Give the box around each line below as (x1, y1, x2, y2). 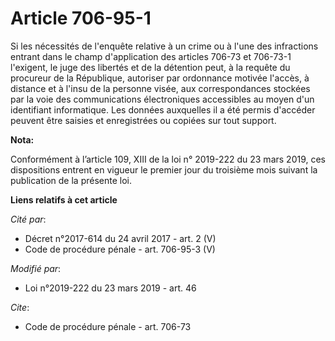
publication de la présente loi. (10, 174, 132, 186)
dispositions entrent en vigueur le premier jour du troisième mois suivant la (10, 163, 318, 176)
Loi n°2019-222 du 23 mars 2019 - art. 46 (24, 282, 197, 294)
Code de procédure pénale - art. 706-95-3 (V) (24, 243, 216, 255)
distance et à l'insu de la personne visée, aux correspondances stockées (10, 82, 311, 94)
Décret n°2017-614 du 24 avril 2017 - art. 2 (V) (24, 232, 217, 244)
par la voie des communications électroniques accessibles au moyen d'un (10, 93, 315, 105)
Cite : (10, 301, 30, 313)
